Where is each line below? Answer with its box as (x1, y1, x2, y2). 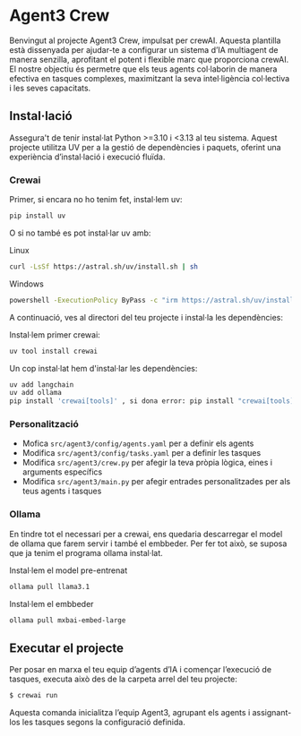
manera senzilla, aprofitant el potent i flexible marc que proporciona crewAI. (9, 54, 289, 64)
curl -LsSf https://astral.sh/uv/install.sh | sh (9, 261, 199, 271)
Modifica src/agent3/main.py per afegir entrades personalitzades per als (21, 476, 291, 487)
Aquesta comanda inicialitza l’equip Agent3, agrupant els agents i (9, 707, 251, 718)
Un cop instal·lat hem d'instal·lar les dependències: (9, 363, 198, 373)
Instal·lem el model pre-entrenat (9, 565, 128, 576)
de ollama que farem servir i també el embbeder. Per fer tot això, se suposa (9, 538, 288, 549)
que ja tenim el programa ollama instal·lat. (9, 547, 163, 558)
